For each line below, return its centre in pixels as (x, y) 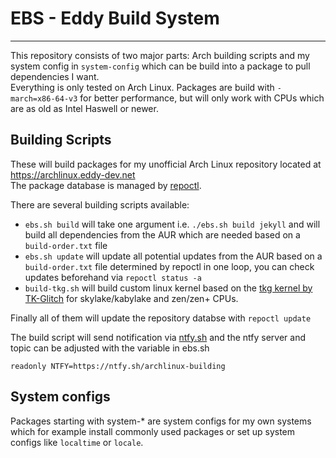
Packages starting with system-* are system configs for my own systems (161, 421)
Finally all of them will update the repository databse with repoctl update (161, 318)
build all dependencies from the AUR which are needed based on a (162, 234)
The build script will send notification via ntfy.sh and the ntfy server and (158, 337)
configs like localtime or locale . (77, 442)
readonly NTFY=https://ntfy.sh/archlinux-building (118, 366)
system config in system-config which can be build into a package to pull (160, 66)
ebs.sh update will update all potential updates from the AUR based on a (173, 256)
